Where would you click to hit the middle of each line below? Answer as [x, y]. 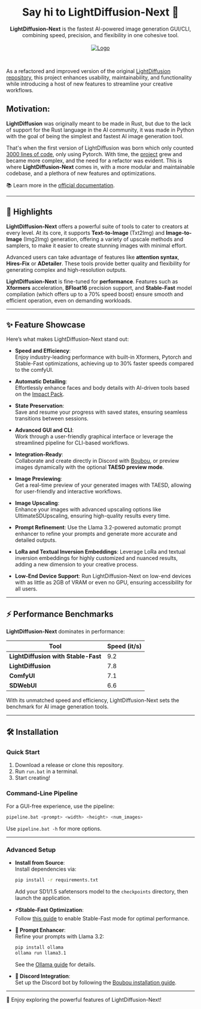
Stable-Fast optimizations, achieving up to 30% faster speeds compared [104, 363]
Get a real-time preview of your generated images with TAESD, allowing [103, 485]
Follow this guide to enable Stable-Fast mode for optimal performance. [102, 919]
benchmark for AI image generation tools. [57, 707]
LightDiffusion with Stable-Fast [55, 656]
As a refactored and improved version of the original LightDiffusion [88, 71]
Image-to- [179, 232]
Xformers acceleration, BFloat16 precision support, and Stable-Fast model [99, 287]
